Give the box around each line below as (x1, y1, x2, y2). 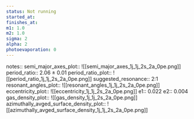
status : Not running (6, 8, 57, 15)
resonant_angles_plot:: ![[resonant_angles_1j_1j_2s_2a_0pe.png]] (6, 81, 160, 89)
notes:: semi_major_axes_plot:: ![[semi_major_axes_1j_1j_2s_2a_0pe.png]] (6, 63, 181, 70)
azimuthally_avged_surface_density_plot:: (6, 100, 106, 107)
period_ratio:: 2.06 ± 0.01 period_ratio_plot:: (6, 69, 112, 76)
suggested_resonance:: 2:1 (93, 75, 159, 82)
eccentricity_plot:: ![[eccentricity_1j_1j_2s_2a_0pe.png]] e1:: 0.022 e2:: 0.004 (6, 87, 188, 94)
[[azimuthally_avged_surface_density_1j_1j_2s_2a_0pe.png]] (6, 106, 148, 113)
